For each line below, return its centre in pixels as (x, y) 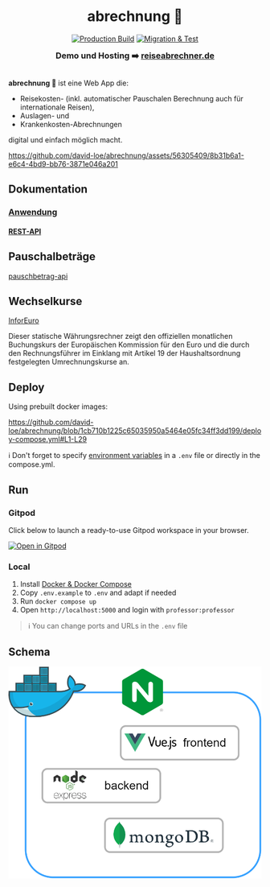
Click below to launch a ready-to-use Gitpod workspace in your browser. (129, 530)
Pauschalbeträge (52, 257)
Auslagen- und (45, 115)
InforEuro (24, 320)
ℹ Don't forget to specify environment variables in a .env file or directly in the (135, 456)
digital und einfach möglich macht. (65, 139)
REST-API (25, 231)
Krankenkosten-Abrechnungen (71, 124)
